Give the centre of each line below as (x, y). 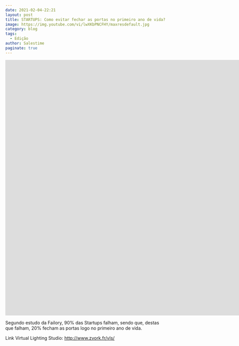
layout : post (19, 15)
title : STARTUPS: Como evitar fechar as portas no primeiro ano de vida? (86, 19)
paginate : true (21, 48)
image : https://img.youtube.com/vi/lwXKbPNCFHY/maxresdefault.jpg (77, 24)
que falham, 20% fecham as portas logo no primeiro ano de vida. (74, 328)
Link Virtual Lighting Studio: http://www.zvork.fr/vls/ (60, 338)
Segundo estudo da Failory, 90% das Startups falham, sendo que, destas (82, 322)
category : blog (21, 29)
